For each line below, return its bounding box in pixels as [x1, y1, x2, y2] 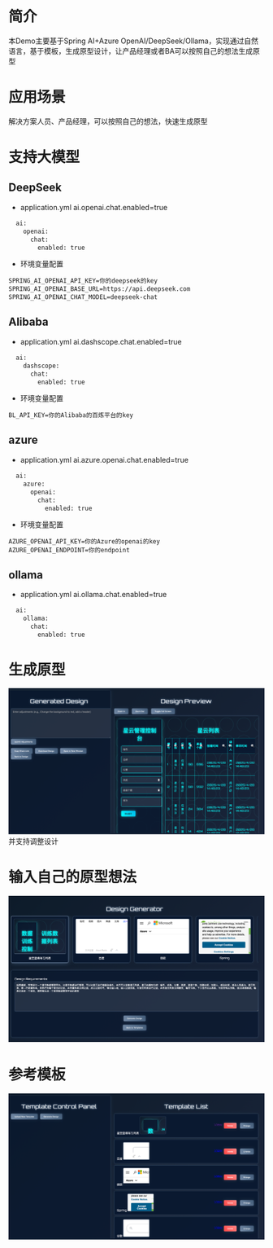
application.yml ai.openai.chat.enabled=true [19, 202, 168, 212]
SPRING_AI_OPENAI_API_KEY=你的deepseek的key [8, 276, 158, 285]
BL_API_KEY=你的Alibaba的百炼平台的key [8, 411, 134, 420]
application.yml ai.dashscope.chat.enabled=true [19, 336, 182, 346]
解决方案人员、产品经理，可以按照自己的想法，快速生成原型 [8, 116, 208, 126]
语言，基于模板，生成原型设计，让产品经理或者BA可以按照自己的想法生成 [8, 46, 253, 55]
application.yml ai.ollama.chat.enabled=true [19, 590, 167, 600]
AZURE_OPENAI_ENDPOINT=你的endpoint [8, 546, 130, 554]
